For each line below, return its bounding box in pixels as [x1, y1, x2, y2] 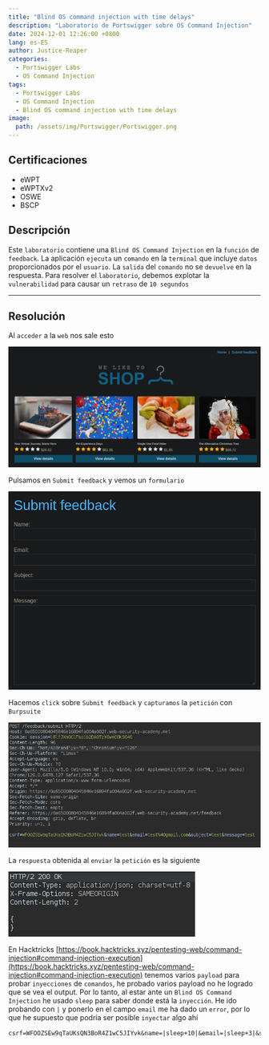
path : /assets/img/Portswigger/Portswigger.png [15, 123, 178, 131]
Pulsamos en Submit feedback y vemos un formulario [8, 475, 185, 485]
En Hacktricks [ [8, 945, 59, 954]
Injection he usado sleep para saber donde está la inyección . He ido [8, 996, 238, 1006]
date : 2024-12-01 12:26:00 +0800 [8, 30, 120, 38]
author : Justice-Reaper [8, 46, 88, 55]
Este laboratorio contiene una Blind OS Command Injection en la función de [8, 244, 260, 254]
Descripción [8, 224, 70, 237]
